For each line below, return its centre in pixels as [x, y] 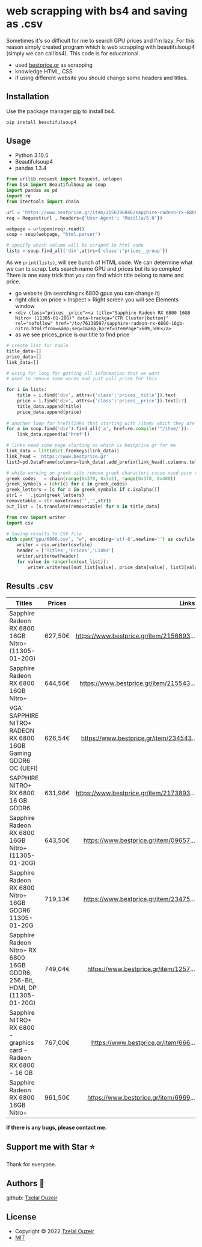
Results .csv [30, 586]
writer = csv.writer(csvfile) [55, 545]
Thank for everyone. [32, 1165]
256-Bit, [22, 980]
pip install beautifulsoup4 [41, 122]
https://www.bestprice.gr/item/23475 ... [139, 899]
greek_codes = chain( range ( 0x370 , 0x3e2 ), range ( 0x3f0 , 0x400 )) [91, 479]
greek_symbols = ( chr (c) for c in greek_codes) [67, 484]
